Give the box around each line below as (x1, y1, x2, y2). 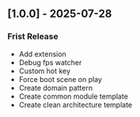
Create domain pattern (18, 83, 93, 92)
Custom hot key (18, 66, 71, 76)
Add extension (18, 49, 66, 59)
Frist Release (7, 31, 59, 42)
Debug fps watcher (18, 57, 82, 67)
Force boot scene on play (18, 74, 102, 84)
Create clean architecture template (18, 99, 132, 109)
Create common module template (18, 92, 128, 101)
